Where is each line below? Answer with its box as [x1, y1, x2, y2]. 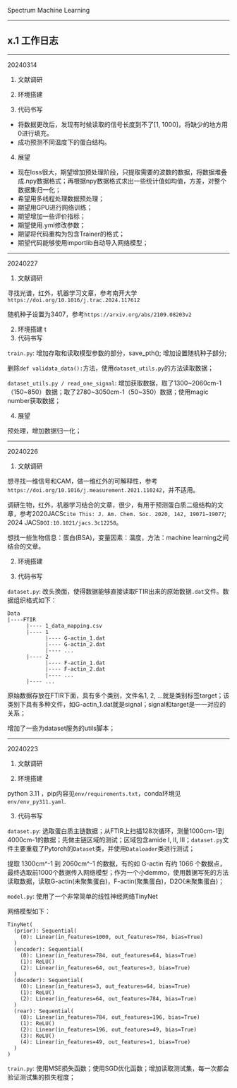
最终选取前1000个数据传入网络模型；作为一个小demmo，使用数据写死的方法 [7, 868, 229, 876]
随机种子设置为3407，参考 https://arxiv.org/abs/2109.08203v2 [7, 310, 192, 318]
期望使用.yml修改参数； [17, 220, 86, 229]
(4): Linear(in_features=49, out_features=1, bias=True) [20, 1038, 191, 1046]
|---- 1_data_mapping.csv [25, 622, 102, 629]
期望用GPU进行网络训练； [17, 203, 93, 211]
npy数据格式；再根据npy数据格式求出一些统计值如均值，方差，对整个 [25, 177, 227, 185]
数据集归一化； [17, 185, 61, 193]
